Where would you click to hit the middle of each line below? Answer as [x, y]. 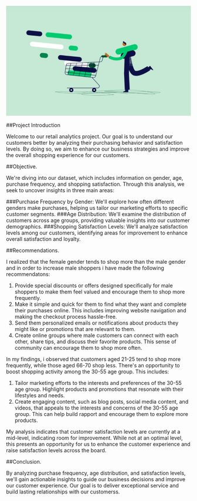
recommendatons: [28, 274]
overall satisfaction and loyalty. [43, 239]
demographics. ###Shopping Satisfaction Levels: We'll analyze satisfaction [97, 226]
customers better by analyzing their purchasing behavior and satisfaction [94, 142]
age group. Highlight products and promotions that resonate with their [99, 389]
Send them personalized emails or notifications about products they [96, 323]
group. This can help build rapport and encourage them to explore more [101, 414]
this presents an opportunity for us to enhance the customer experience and [98, 444]
